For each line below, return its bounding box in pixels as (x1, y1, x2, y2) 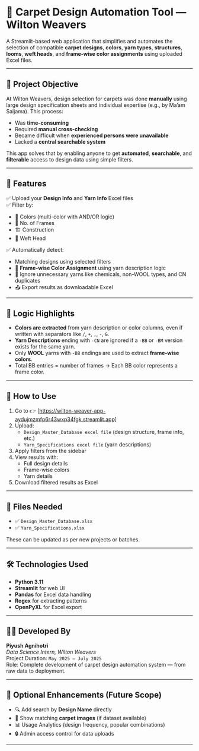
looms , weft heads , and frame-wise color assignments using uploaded (6, 50, 182, 57)
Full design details (23, 460, 68, 467)
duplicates (14, 277, 40, 284)
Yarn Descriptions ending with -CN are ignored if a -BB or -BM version (14, 337, 183, 344)
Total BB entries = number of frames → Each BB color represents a (14, 362, 178, 369)
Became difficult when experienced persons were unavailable (14, 132, 169, 139)
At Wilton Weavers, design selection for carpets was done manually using (6, 95, 187, 102)
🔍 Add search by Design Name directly (14, 706, 112, 713)
